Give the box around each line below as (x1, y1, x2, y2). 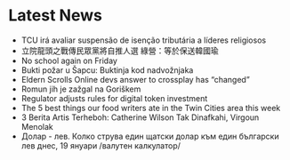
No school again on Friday (20, 55, 117, 66)
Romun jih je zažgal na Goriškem (20, 84, 141, 94)
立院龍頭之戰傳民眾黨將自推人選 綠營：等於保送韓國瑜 (20, 45, 219, 56)
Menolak (20, 121, 54, 132)
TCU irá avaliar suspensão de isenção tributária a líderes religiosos (20, 35, 267, 45)
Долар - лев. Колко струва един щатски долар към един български (20, 131, 279, 141)
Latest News (8, 5, 103, 26)
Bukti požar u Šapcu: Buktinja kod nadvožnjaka (20, 64, 194, 76)
